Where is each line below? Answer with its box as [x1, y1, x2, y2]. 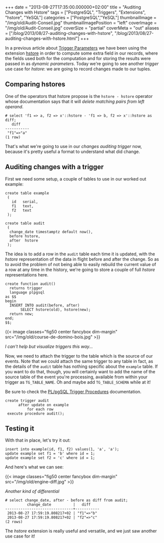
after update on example [18, 402, 69, 407]
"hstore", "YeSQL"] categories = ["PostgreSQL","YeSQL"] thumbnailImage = [5, 15, 157, 20]
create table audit [5, 221, 45, 226]
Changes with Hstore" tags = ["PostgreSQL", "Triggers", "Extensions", [5, 9, 146, 15]
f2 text [11, 208, 32, 213]
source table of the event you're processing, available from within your [5, 374, 148, 380]
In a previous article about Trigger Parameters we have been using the [5, 45, 147, 51]
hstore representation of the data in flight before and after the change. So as [5, 256, 159, 262]
